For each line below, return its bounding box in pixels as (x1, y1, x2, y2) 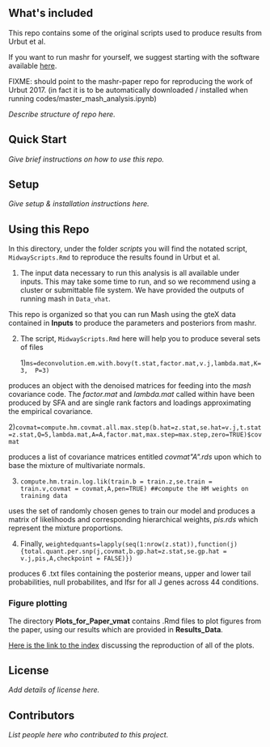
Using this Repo (8, 222, 90, 236)
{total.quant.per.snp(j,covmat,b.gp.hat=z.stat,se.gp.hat (19, 547, 220, 556)
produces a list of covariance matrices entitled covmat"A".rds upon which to (8, 452, 262, 462)
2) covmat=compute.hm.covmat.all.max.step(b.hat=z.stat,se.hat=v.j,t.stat (8, 422, 262, 432)
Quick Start (8, 133, 67, 146)
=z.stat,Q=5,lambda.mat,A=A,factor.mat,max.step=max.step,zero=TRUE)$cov (8, 431, 263, 439)
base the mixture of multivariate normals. (8, 461, 146, 471)
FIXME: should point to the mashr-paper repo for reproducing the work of (8, 76, 253, 86)
